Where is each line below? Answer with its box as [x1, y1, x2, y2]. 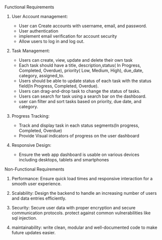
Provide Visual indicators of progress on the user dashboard [18, 133, 139, 138]
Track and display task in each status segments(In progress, [18, 122, 139, 128]
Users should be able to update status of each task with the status [18, 78, 151, 84]
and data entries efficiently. [11, 195, 66, 201]
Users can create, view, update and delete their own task [18, 57, 133, 63]
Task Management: [11, 48, 50, 53]
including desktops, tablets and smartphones [18, 157, 109, 162]
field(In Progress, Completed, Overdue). [18, 83, 99, 89]
